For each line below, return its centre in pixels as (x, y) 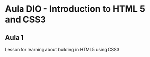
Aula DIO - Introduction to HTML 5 (75, 9)
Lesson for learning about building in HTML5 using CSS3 (62, 49)
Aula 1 (14, 38)
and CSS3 (26, 19)
